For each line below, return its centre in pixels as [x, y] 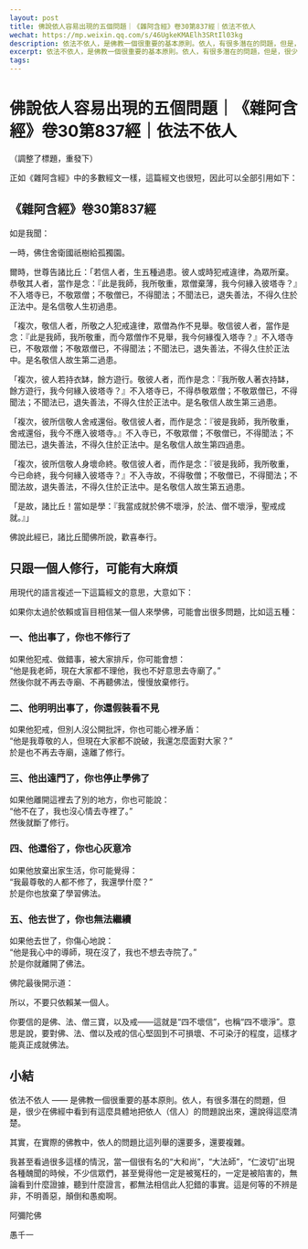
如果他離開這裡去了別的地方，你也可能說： [90, 799]
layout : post [34, 18]
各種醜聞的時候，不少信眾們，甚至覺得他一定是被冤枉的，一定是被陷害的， [149, 1173]
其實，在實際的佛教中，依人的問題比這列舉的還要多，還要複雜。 [129, 1142]
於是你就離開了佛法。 [49, 964]
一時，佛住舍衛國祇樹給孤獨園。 [69, 252]
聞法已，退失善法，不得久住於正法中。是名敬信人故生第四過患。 [129, 444]
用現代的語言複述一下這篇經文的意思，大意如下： [101, 592]
